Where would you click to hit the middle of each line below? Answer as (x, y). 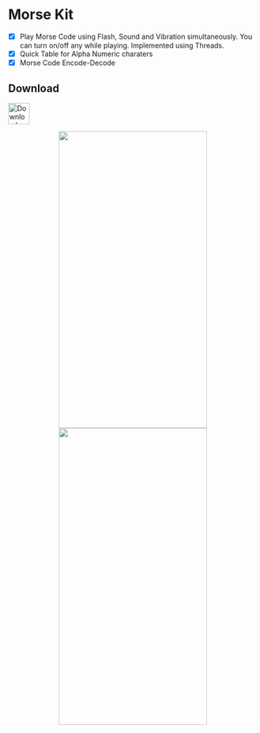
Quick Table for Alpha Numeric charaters (86, 54)
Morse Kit (41, 15)
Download (34, 88)
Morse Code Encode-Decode (68, 63)
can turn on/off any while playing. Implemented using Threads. (122, 46)
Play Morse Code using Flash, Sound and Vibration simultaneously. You (136, 36)
